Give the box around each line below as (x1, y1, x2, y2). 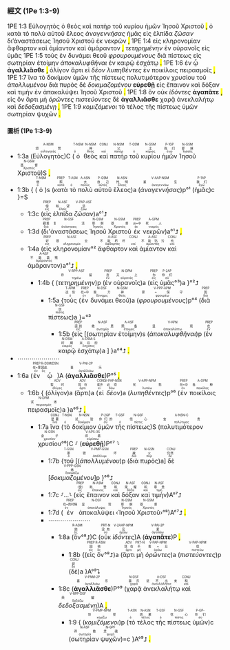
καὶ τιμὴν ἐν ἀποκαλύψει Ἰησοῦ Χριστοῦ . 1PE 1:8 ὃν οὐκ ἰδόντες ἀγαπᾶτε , (7, 88, 223, 96)
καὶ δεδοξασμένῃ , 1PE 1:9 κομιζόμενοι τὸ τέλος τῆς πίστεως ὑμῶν (7, 103, 198, 111)
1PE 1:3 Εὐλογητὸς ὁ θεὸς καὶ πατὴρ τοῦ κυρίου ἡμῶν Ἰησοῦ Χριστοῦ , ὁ (7, 22, 213, 30)
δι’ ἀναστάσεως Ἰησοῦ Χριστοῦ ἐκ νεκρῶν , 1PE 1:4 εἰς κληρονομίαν (7, 36, 201, 45)
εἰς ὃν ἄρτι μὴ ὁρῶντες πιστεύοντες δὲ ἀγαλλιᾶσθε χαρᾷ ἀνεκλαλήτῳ (7, 95, 214, 104)
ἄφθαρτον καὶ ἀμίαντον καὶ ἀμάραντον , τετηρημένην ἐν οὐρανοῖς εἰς (7, 44, 210, 52)
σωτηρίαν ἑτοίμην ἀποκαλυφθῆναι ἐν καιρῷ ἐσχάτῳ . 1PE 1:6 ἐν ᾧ (7, 59, 198, 67)
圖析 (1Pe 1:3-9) (7, 126, 52, 135)
